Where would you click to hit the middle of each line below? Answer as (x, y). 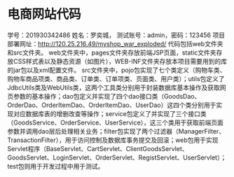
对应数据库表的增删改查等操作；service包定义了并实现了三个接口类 (110, 113)
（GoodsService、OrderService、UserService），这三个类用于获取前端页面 (116, 122)
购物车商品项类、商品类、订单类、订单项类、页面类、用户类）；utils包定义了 (116, 78)
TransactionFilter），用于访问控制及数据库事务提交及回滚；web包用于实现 (113, 140)
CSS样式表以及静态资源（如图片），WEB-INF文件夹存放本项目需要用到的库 (120, 61)
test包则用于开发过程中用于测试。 (56, 166)
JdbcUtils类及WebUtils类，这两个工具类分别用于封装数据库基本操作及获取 (114, 87)
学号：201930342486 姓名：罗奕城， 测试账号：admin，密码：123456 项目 (116, 35)
